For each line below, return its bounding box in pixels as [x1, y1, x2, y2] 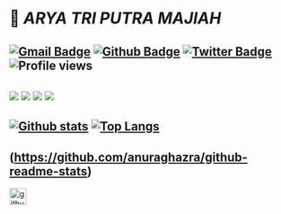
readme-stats [9, 164, 88, 179]
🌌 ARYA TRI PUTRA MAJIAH [9, 8, 222, 29]
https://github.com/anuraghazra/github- [13, 149, 249, 165]
